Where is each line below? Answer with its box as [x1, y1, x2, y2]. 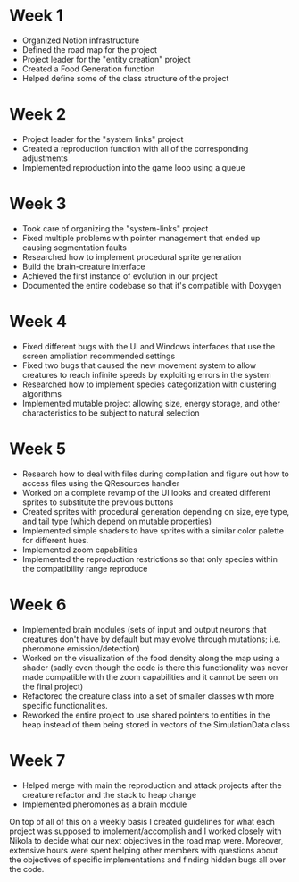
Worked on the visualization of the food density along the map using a [21, 652, 280, 663]
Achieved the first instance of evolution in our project [21, 270, 219, 281]
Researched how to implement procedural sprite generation [21, 251, 242, 262]
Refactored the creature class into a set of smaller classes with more [21, 690, 275, 701]
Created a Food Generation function [21, 63, 155, 74]
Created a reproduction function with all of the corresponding [21, 143, 249, 154]
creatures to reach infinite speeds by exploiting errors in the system [21, 369, 272, 380]
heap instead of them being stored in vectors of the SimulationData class [21, 718, 291, 729]
